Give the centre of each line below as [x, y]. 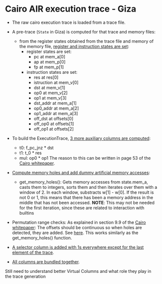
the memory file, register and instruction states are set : [74, 46]
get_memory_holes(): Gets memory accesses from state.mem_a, [84, 182]
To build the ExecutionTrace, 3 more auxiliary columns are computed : [81, 138]
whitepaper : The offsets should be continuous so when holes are [77, 227]
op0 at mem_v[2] [51, 93]
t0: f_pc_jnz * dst [36, 148]
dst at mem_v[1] [49, 87]
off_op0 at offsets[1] [54, 124]
